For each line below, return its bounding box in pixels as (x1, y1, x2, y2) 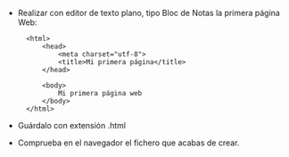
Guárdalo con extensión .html (17, 120, 127, 130)
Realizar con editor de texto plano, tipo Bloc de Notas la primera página (17, 8, 281, 18)
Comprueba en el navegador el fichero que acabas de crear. (17, 137, 240, 148)
